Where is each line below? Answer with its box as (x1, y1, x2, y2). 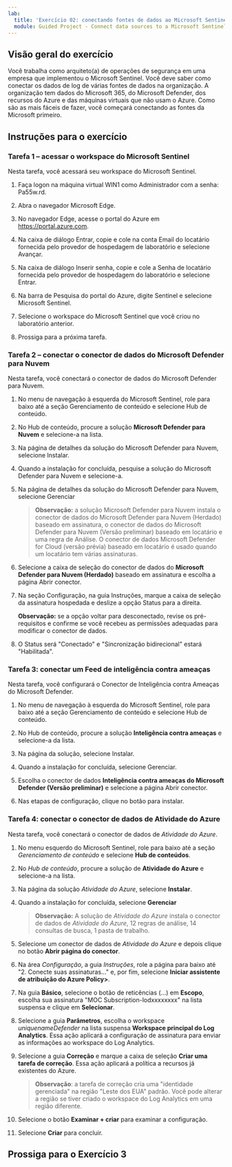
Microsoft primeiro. (8, 111, 63, 119)
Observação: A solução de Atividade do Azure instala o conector (34, 912, 221, 920)
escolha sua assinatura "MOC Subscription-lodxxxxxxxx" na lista (17, 995, 202, 1004)
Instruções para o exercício (8, 130, 127, 142)
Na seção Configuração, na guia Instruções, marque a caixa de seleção (17, 591, 221, 600)
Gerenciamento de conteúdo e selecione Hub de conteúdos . (17, 850, 191, 859)
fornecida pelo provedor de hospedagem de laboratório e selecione (17, 242, 211, 251)
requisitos (17, 619, 47, 628)
